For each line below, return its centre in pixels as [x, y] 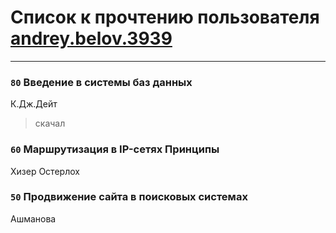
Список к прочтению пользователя [165, 17]
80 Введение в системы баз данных [101, 82]
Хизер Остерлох [45, 171]
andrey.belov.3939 [91, 38]
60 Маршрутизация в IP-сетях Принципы [115, 149]
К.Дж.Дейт [34, 104]
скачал [50, 123]
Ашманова [33, 218]
